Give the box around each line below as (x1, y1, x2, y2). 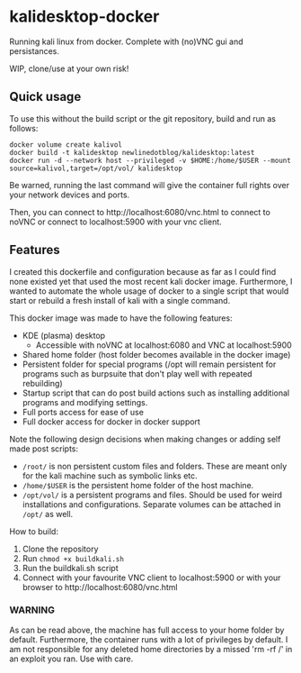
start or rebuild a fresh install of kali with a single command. (9, 295, 231, 305)
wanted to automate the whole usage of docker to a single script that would (9, 286, 289, 296)
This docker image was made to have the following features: (9, 313, 233, 323)
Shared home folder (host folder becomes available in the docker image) (22, 349, 291, 359)
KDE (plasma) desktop (22, 330, 106, 341)
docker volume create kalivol (9, 140, 123, 150)
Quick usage (9, 89, 82, 105)
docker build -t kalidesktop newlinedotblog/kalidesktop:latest (9, 148, 255, 157)
